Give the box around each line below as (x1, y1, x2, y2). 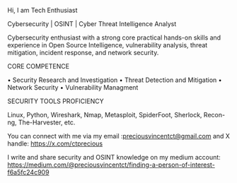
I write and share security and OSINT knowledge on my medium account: (7, 153, 221, 161)
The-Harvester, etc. (18, 118, 76, 126)
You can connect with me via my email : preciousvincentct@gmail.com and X (7, 132, 230, 140)
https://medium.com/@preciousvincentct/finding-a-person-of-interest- (7, 160, 216, 169)
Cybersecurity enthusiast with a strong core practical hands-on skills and (7, 33, 221, 42)
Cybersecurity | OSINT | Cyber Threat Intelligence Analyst (7, 20, 177, 28)
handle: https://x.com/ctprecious (7, 139, 103, 148)
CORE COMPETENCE (7, 62, 69, 70)
